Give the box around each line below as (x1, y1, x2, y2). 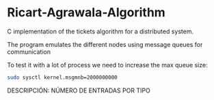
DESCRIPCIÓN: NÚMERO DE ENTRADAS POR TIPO (7, 86, 150, 95)
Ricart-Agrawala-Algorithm (7, 5, 165, 20)
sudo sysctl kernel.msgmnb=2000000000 (7, 73, 118, 81)
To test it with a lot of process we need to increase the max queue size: (7, 61, 208, 69)
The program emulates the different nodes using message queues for (7, 40, 203, 48)
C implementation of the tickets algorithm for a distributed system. (7, 27, 193, 35)
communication (7, 48, 51, 56)
